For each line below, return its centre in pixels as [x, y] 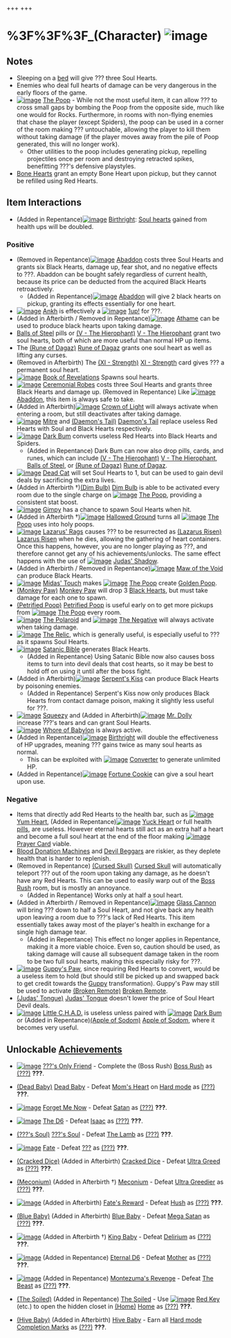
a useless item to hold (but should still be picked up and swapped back [118, 976]
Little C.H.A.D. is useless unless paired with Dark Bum [132, 1013]
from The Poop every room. [69, 612]
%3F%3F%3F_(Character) [84, 36]
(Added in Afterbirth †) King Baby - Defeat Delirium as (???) [127, 1237]
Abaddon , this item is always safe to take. [76, 399]
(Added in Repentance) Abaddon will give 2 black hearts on [124, 296]
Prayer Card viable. [44, 844]
